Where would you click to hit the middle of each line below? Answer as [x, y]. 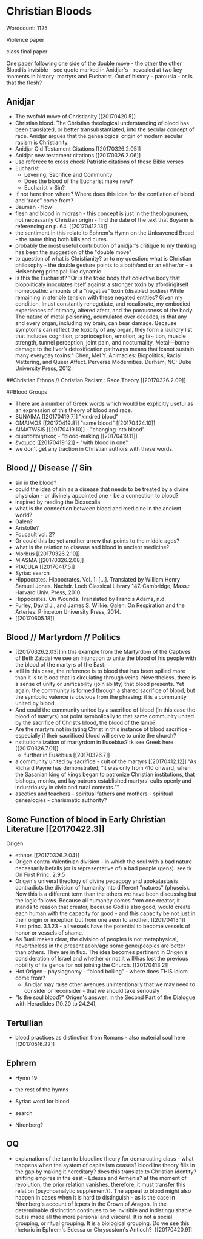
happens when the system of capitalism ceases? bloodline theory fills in [105, 1165]
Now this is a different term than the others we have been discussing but [106, 894]
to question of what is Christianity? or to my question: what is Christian [103, 258]
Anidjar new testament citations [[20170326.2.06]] [78, 155]
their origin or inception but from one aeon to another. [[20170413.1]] [100, 920]
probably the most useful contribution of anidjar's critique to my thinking [105, 245]
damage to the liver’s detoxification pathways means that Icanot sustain [105, 349]
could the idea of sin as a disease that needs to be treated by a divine [102, 489]
